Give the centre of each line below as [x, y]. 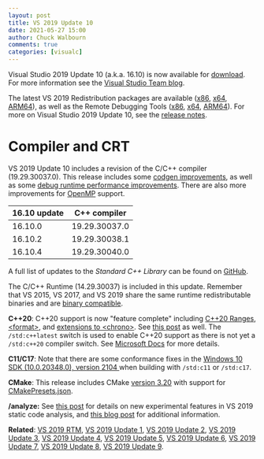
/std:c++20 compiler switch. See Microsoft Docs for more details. [114, 343]
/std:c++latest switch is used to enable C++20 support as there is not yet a [132, 335]
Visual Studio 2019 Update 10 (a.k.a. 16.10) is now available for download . [127, 74]
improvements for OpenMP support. [67, 193]
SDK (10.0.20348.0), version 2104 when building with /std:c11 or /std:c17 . [130, 367]
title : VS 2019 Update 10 [50, 23]
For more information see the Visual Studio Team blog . [97, 83]
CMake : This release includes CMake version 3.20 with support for [117, 382]
